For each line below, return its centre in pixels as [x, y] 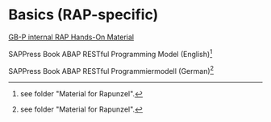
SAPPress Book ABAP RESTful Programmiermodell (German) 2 [111, 70]
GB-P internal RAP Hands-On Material [71, 37]
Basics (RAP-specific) [83, 15]
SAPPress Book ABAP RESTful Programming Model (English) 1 [110, 53]
